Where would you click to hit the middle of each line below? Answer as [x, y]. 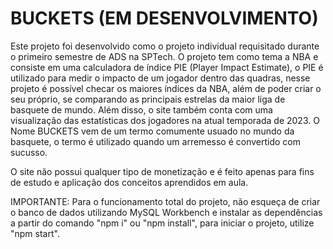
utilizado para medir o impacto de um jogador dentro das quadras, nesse [160, 78]
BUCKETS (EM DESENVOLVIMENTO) [164, 18]
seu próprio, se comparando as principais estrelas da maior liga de [148, 99]
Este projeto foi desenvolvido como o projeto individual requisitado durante [165, 46]
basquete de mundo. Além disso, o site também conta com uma [141, 109]
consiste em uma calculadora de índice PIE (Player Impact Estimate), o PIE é [167, 67]
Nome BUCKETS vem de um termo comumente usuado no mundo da [152, 131]
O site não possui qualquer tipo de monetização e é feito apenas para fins [162, 171]
